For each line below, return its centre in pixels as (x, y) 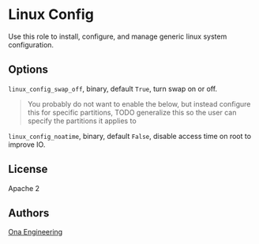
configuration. (31, 44)
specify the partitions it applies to (82, 121)
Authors (29, 213)
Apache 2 (24, 188)
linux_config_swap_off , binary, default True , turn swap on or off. (113, 88)
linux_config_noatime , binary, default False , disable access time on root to (129, 136)
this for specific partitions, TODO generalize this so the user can (132, 112)
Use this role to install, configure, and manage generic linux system (118, 36)
